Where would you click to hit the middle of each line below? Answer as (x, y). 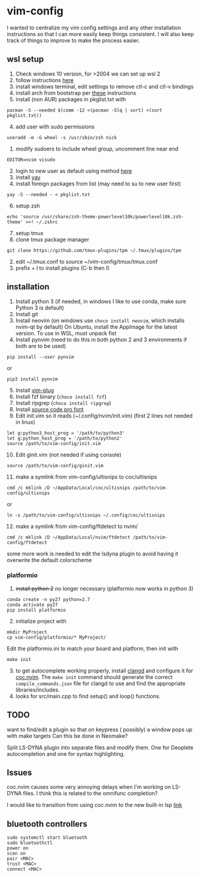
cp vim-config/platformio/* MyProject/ (57, 637)
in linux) (25, 422)
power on (18, 848)
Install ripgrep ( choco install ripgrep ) (63, 403)
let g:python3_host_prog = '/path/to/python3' (66, 433)
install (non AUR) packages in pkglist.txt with (71, 99)
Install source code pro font (49, 409)
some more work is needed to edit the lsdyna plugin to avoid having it (93, 554)
